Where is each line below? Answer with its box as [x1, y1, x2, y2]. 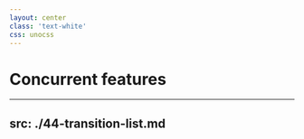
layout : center [9, 13, 67, 23]
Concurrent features [9, 69, 167, 89]
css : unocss [9, 30, 54, 39]
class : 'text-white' [9, 22, 88, 31]
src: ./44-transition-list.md [9, 116, 166, 131]
